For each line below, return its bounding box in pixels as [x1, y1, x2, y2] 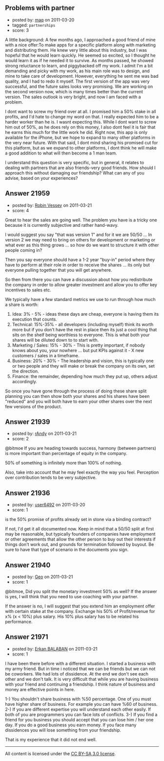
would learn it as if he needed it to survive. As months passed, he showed [5, 57, 154, 63]
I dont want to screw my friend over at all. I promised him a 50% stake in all [5, 109, 156, 114]
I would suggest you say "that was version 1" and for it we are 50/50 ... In [5, 232, 152, 238]
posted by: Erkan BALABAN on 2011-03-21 [12, 646, 98, 652]
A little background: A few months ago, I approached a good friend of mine [5, 37, 156, 43]
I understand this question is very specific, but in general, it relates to [5, 159, 144, 165]
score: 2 [12, 436, 29, 442]
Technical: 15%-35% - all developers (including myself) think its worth [12, 321, 154, 327]
